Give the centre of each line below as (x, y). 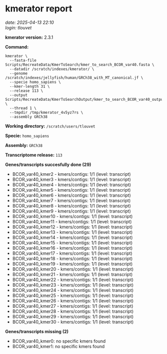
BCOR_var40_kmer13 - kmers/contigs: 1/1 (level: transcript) (72, 232)
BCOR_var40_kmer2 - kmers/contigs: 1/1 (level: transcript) (72, 174)
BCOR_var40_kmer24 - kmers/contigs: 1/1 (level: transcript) (73, 290)
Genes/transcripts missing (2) (37, 331)
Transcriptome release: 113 (34, 155)
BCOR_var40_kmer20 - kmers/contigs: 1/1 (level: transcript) (73, 269)
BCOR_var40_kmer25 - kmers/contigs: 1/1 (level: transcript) (73, 295)
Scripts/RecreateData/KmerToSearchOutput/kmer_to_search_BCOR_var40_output (85, 99)
